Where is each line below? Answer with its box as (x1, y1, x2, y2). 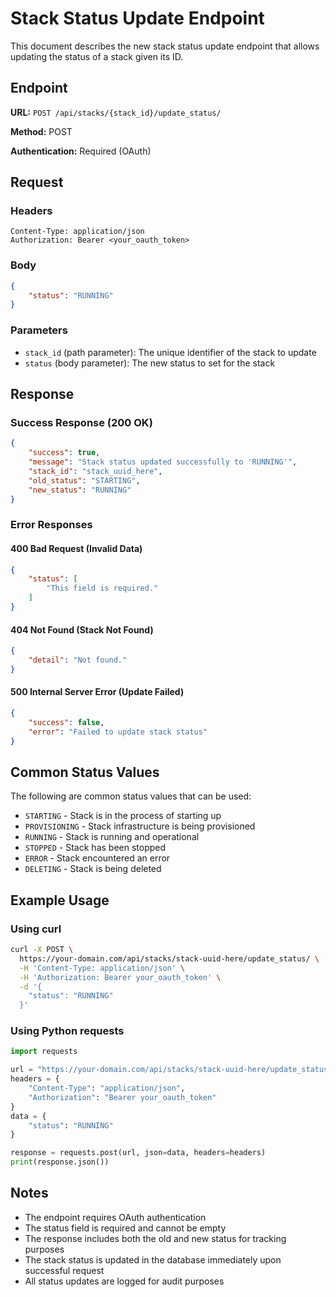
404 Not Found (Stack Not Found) (10, 623, 154, 636)
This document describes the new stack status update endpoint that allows (10, 40, 320, 52)
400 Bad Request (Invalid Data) (10, 542, 143, 554)
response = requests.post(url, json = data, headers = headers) (10, 1148, 267, 1158)
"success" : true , (28, 448, 101, 458)
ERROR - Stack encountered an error (24, 852, 171, 864)
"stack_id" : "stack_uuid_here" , (28, 466, 163, 476)
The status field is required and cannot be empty (24, 1222, 227, 1234)
